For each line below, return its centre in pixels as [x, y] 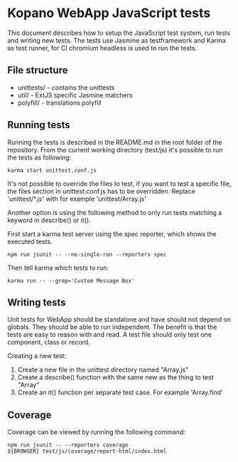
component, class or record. [49, 342]
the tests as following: [39, 157]
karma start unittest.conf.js [52, 170]
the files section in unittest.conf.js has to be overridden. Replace [101, 191]
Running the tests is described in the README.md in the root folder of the [115, 142]
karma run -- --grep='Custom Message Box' [71, 280]
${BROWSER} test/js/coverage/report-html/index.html [87, 451]
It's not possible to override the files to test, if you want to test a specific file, [119, 184]
